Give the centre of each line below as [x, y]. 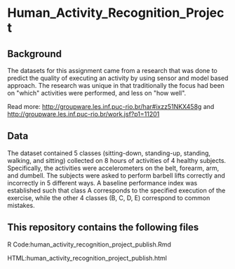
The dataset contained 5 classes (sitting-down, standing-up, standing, [109, 153]
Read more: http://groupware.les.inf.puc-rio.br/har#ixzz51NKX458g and [111, 106]
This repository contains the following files [103, 227]
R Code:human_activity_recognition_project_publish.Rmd [89, 244]
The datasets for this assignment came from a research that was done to [112, 71]
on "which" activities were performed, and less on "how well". [97, 93]
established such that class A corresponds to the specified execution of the [116, 190]
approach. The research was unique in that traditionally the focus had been [116, 85]
